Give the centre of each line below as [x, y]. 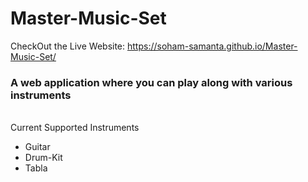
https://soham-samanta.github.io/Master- [212, 46]
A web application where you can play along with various [151, 82]
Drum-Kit [43, 158]
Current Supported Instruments [75, 128]
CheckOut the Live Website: [68, 46]
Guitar [37, 147]
